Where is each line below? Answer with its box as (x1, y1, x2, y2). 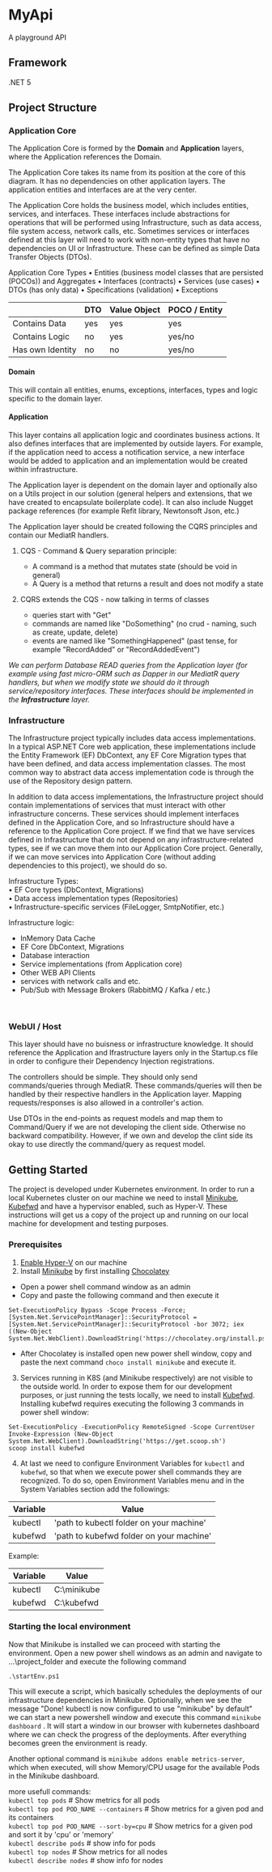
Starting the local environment (8, 1621, 131, 1632)
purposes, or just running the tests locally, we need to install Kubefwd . (19, 1390, 255, 1399)
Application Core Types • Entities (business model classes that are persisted (8, 268, 264, 278)
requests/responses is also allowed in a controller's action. (8, 1098, 204, 1108)
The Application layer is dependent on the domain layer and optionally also (8, 480, 257, 490)
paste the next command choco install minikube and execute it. (19, 1357, 236, 1367)
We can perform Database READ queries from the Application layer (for (8, 660, 249, 669)
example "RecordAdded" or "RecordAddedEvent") (32, 644, 201, 654)
